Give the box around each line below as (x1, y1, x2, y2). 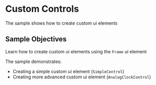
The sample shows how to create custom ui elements (5, 20, 118, 26)
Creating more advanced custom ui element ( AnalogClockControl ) (12, 74, 151, 80)
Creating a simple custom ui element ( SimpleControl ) (12, 68, 124, 74)
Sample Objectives (5, 35, 67, 44)
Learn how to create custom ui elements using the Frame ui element (5, 48, 147, 54)
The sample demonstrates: (5, 58, 62, 65)
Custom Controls (5, 3, 79, 15)
